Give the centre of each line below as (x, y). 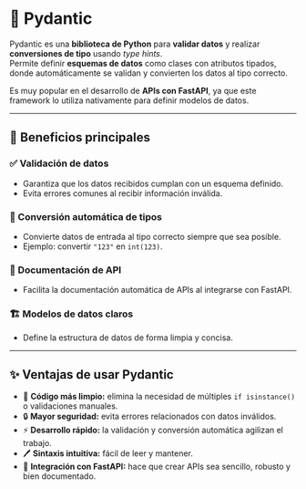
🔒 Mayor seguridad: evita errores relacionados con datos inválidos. (149, 416)
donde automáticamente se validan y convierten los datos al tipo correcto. (149, 73)
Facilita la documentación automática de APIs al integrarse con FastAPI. (157, 290)
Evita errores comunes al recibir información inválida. (122, 193)
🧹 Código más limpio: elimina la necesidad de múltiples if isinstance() (159, 397)
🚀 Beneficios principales (80, 137)
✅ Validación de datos (59, 163)
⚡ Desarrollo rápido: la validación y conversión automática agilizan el (153, 430)
